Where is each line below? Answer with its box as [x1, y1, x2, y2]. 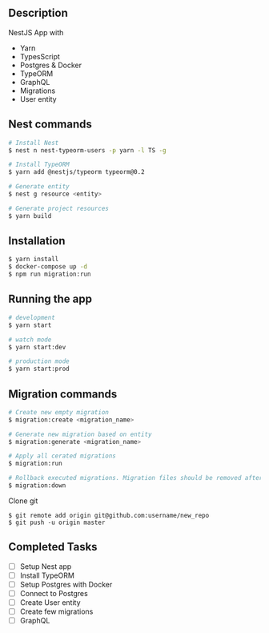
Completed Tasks [8, 540, 98, 554]
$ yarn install [8, 256, 59, 264]
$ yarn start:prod [8, 365, 70, 373]
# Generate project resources [8, 204, 110, 212]
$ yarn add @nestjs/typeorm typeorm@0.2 [8, 168, 146, 176]
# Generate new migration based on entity [8, 430, 152, 438]
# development [8, 313, 56, 321]
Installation [8, 234, 66, 248]
